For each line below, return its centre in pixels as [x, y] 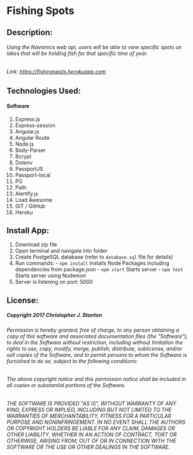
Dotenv [24, 163]
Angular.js [27, 131]
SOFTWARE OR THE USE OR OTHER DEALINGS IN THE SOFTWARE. [88, 447]
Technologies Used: [44, 91]
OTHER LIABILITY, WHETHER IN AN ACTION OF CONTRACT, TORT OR [92, 435]
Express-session [35, 125]
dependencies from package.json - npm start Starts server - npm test [99, 270]
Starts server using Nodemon [50, 275]
